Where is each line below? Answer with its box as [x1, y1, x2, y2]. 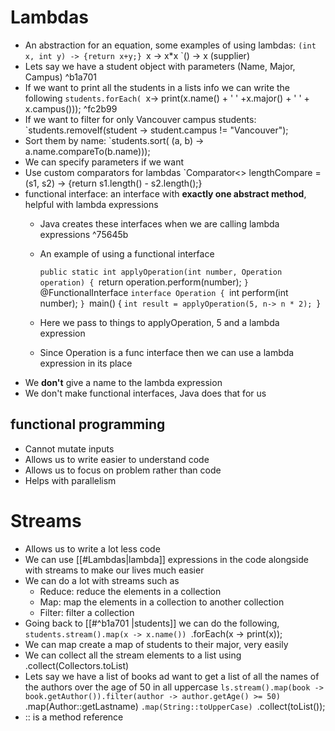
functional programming [10, 416, 166, 433]
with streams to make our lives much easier [24, 564, 205, 576]
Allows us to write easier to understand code [24, 453, 210, 465]
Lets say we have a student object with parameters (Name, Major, [24, 60, 296, 72]
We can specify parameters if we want [24, 156, 184, 168]
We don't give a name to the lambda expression [24, 376, 223, 388]
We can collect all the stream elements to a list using [24, 649, 242, 661]
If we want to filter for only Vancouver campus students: [24, 113, 257, 125]
